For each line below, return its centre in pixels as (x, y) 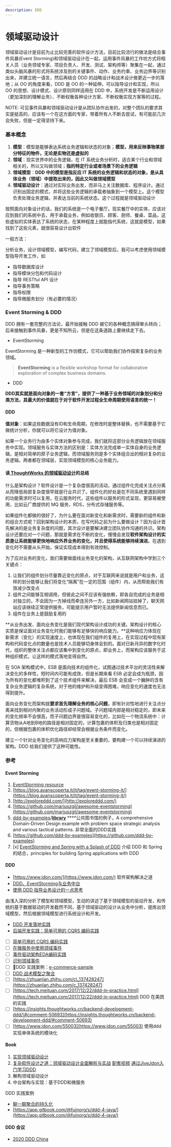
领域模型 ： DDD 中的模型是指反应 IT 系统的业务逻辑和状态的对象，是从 (86, 172)
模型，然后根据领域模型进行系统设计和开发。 (56, 913)
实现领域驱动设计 (31, 1057)
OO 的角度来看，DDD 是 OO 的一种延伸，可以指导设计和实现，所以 (90, 84)
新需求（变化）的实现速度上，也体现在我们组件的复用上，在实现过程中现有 (83, 637)
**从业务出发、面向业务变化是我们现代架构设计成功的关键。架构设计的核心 (83, 624)
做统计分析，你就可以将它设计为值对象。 (48, 430)
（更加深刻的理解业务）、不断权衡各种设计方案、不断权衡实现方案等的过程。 (84, 96)
